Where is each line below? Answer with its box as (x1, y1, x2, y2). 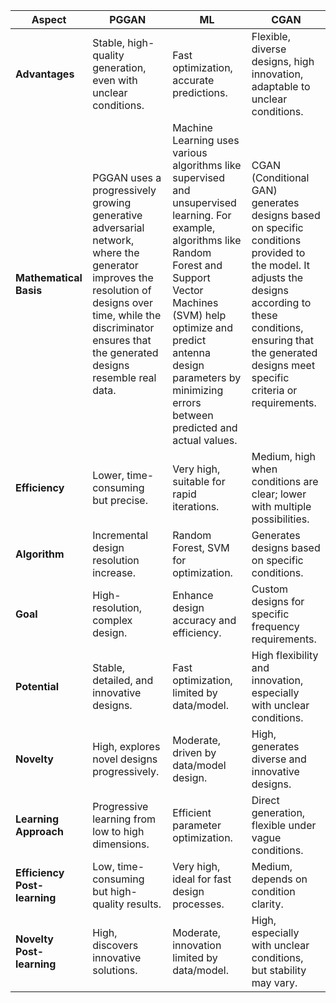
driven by (172, 746, 217, 759)
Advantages (15, 67, 75, 81)
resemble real (92, 371, 157, 384)
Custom (251, 582, 289, 596)
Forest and (172, 259, 223, 272)
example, (172, 221, 216, 234)
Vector (172, 284, 204, 297)
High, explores (92, 740, 161, 753)
